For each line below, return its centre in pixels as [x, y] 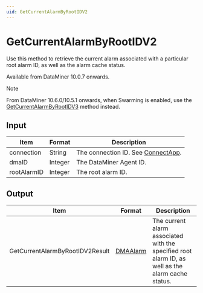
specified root [172, 251]
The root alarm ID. [102, 172]
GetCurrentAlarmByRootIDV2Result [60, 251]
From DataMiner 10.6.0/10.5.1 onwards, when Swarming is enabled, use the [99, 100]
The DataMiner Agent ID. [111, 163]
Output [20, 194]
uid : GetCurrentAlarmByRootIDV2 [47, 12]
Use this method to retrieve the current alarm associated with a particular [97, 59]
